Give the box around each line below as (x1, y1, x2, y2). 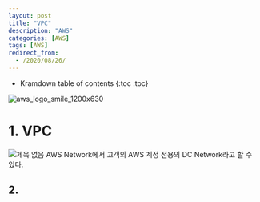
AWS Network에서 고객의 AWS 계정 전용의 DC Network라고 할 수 (46, 149, 253, 159)
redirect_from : (8, 49, 59, 57)
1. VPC (8, 122, 52, 140)
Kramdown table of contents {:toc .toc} (19, 78, 149, 88)
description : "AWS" (8, 26, 74, 34)
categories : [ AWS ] (8, 34, 70, 42)
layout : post (8, 11, 52, 20)
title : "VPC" (8, 19, 52, 27)
